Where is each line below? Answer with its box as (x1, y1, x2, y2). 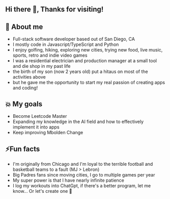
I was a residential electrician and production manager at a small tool (12, 58, 157, 64)
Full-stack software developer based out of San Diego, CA (12, 36, 135, 42)
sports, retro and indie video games (12, 52, 88, 59)
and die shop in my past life (12, 63, 71, 69)
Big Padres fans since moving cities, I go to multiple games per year (12, 171, 155, 178)
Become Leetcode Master (12, 113, 67, 119)
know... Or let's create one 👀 (12, 188, 72, 194)
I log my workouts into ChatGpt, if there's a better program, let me (12, 182, 151, 189)
